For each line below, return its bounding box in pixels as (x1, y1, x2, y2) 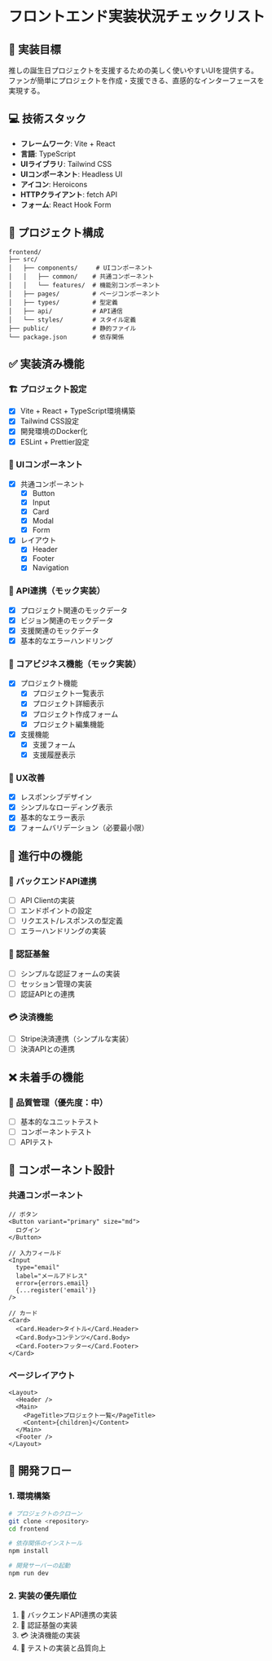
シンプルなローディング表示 (20, 803, 113, 813)
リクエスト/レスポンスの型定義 (20, 916, 124, 926)
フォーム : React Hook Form (20, 199, 112, 209)
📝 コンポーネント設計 (8, 1164, 115, 1177)
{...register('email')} (15, 1286, 96, 1295)
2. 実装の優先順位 (8, 1589, 77, 1601)
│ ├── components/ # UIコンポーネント (8, 264, 153, 272)
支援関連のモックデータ (20, 625, 99, 635)
